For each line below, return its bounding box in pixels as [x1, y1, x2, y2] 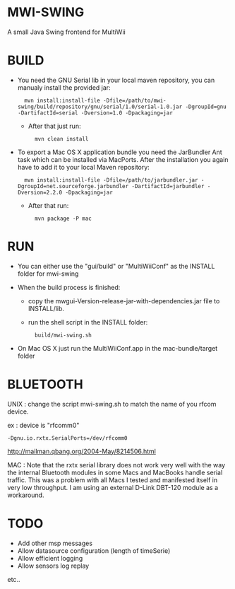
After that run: [28, 201, 69, 209]
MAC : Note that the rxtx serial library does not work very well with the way [7, 460, 226, 469]
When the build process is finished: [17, 283, 121, 291]
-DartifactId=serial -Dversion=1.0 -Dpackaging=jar [17, 109, 173, 117]
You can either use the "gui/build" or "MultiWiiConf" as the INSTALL [17, 262, 215, 270]
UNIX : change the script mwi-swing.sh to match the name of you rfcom [7, 400, 217, 408]
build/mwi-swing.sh [34, 332, 92, 339]
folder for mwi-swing [17, 269, 79, 278]
